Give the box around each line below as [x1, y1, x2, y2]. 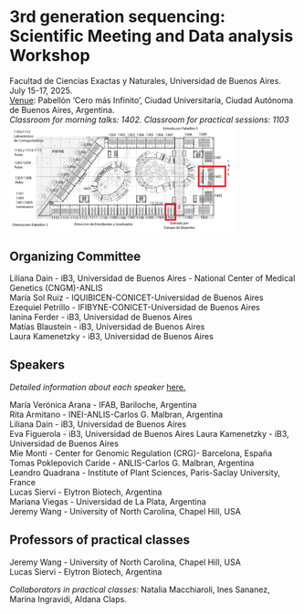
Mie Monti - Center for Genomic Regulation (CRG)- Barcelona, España [9, 447, 272, 458]
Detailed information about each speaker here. [9, 381, 186, 392]
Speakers [9, 358, 66, 373]
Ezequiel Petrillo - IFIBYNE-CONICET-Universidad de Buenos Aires [9, 302, 260, 313]
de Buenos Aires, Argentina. [9, 104, 115, 115]
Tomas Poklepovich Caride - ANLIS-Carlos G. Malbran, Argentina [9, 457, 255, 468]
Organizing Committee [9, 248, 142, 264]
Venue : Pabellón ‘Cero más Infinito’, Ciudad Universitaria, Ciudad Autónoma [9, 94, 294, 106]
